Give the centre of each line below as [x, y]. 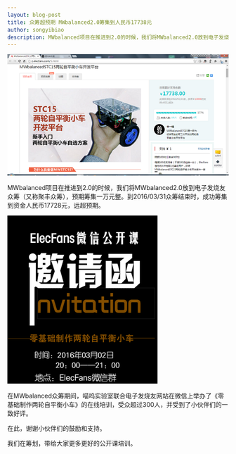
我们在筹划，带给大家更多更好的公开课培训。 [72, 443]
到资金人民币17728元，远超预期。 [56, 205]
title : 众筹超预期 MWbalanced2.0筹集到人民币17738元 [80, 22]
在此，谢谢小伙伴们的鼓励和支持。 [57, 428]
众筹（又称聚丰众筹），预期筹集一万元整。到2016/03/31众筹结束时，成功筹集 [117, 196]
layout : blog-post [34, 15]
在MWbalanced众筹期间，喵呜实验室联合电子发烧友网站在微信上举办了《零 [116, 396]
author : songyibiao [36, 30]
